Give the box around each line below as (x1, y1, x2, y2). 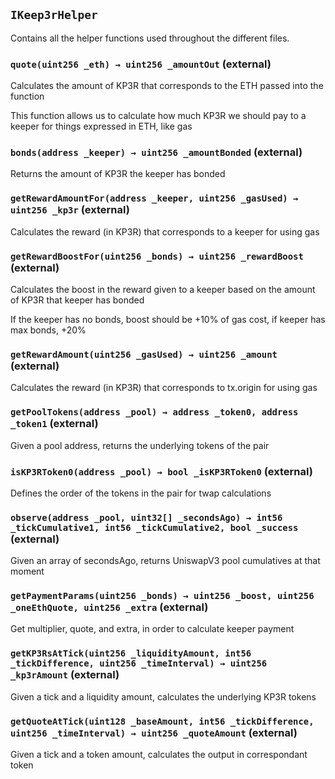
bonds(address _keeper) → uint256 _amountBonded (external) (10, 145, 303, 159)
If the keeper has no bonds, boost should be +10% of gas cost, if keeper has (10, 314, 326, 325)
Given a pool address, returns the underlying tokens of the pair (10, 439, 270, 451)
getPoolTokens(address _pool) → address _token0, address (10, 407, 299, 418)
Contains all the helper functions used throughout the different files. (10, 32, 290, 44)
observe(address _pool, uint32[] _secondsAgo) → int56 (10, 512, 283, 523)
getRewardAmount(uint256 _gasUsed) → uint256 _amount (10, 349, 278, 360)
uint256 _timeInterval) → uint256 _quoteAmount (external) (10, 725, 298, 739)
